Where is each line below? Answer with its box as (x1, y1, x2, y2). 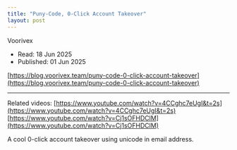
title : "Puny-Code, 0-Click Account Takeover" (7, 10, 147, 18)
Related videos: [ (7, 99, 56, 107)
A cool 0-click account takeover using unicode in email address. (7, 135, 194, 143)
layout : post (7, 17, 46, 24)
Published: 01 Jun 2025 (17, 57, 86, 65)
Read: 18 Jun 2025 (17, 50, 73, 58)
